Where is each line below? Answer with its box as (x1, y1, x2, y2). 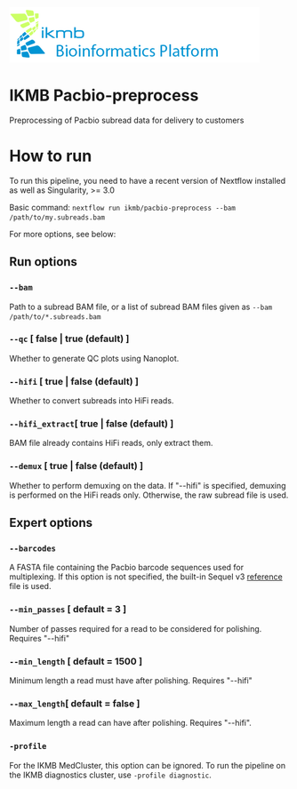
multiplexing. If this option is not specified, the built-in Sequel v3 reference (9, 571, 283, 582)
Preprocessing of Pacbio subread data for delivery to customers (9, 115, 245, 125)
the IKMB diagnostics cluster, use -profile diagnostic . (9, 769, 212, 780)
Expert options (9, 515, 93, 530)
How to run (9, 146, 92, 166)
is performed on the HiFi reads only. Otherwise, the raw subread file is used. (9, 490, 289, 500)
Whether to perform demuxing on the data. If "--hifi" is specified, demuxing (9, 480, 286, 490)
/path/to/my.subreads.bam (9, 212, 105, 222)
